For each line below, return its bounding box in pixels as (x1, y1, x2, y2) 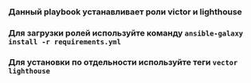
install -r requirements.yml (8, 37, 122, 46)
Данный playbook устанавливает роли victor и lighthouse (8, 6, 243, 17)
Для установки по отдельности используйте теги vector (8, 56, 238, 67)
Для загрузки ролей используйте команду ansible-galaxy (8, 27, 244, 38)
